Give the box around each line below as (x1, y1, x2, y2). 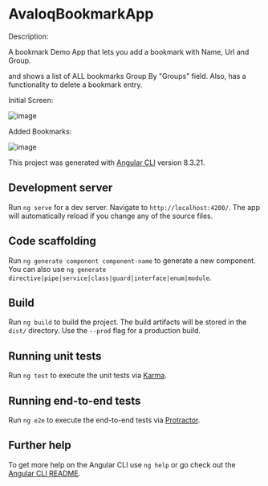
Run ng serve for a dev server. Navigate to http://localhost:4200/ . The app (8, 202, 261, 212)
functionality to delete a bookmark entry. (8, 80, 143, 89)
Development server (8, 181, 113, 195)
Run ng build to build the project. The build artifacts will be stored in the (8, 317, 247, 327)
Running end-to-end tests (8, 393, 141, 407)
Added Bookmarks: (8, 126, 72, 136)
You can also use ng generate (8, 264, 107, 274)
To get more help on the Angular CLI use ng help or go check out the (8, 459, 236, 469)
